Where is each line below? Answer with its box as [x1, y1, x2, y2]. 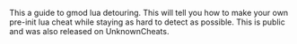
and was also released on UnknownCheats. [9, 26, 170, 36]
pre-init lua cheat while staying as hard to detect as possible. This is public [9, 17, 285, 27]
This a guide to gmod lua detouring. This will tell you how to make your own [9, 8, 289, 18]
